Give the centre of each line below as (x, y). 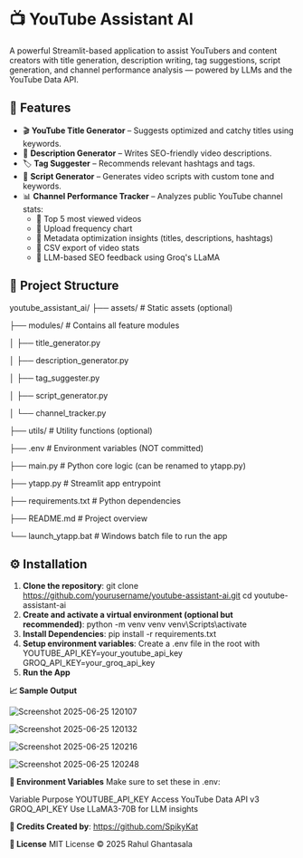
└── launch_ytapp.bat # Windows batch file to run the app (118, 535)
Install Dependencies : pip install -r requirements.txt (119, 634)
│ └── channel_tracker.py (58, 413)
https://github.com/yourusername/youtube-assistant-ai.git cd (137, 595)
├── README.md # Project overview (78, 518)
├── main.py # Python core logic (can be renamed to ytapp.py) (128, 466)
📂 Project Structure (64, 286)
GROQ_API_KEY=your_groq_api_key (89, 663)
